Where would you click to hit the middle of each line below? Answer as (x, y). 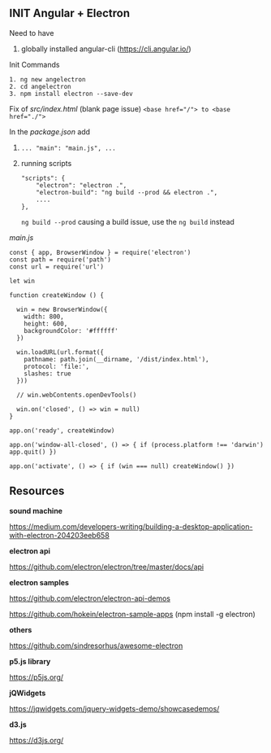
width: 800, (44, 317)
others (21, 629)
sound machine (36, 510)
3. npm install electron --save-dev (71, 94)
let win (22, 281)
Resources (37, 491)
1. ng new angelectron (47, 79)
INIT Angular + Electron (70, 13)
